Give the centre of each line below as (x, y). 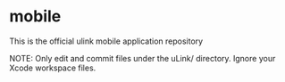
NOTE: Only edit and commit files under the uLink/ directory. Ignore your (142, 58)
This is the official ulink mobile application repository (106, 41)
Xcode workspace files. (53, 68)
